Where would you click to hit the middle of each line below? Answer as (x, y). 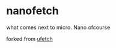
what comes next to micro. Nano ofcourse (58, 27)
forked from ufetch (29, 39)
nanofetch (32, 11)
